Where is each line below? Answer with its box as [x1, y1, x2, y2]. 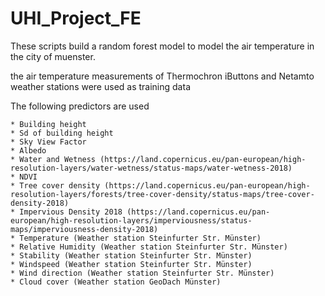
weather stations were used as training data [10, 80, 191, 92]
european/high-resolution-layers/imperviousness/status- [10, 215, 253, 226]
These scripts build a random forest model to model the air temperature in [10, 40, 315, 52]
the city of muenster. [10, 50, 96, 62]
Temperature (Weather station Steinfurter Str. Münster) [19, 233, 262, 243]
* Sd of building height [10, 128, 114, 138]
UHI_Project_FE [10, 7, 142, 30]
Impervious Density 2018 [19, 207, 123, 217]
